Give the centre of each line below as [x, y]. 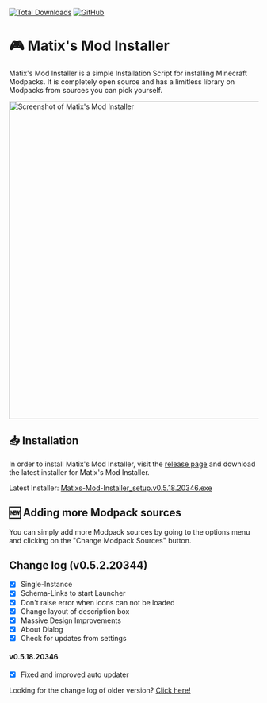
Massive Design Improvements [71, 620]
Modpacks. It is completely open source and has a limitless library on [122, 81]
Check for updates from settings [73, 638]
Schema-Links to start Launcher [73, 593]
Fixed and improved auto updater [74, 674]
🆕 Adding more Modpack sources [95, 513]
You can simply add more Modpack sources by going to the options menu [130, 531]
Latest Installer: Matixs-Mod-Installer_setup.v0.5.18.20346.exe [111, 488]
